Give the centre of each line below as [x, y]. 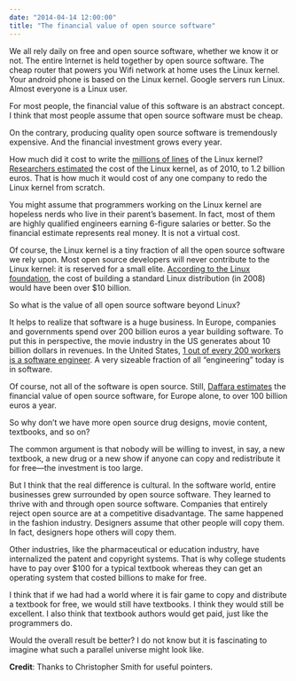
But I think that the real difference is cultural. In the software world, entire [143, 485]
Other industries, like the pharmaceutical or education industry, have [134, 549]
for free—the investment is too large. [76, 467]
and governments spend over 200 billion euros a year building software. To [146, 331]
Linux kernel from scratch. [57, 187]
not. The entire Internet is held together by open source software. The [137, 60]
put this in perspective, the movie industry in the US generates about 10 [140, 340]
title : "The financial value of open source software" [113, 26]
